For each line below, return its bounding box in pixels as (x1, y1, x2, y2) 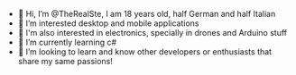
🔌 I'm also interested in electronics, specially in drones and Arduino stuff (17, 28, 288, 37)
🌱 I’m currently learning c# (17, 37, 117, 47)
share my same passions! (17, 56, 113, 66)
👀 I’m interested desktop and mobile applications (17, 18, 199, 29)
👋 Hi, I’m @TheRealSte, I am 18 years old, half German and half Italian (17, 9, 276, 19)
